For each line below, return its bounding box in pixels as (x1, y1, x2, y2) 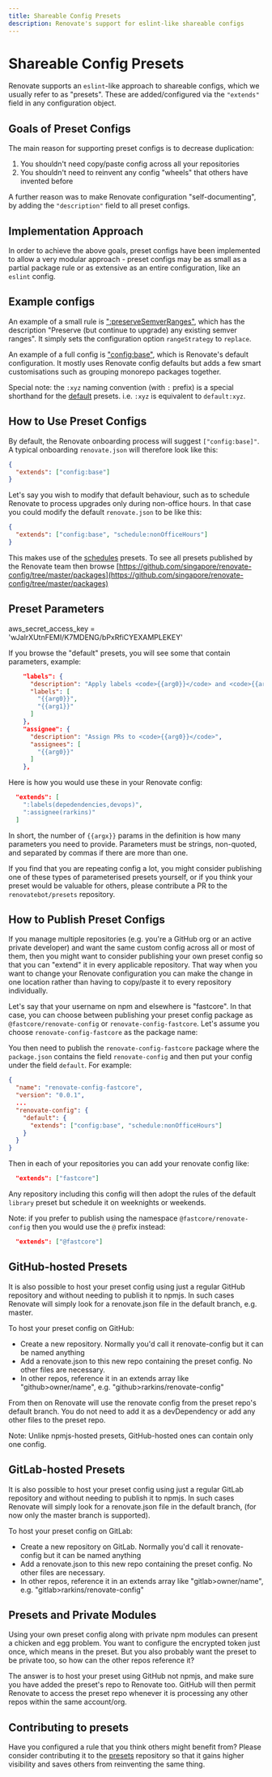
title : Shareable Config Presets (8, 11, 121, 20)
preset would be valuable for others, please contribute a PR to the (8, 881, 228, 891)
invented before (19, 176, 74, 187)
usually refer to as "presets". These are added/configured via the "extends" (8, 90, 260, 100)
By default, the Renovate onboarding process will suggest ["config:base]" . (8, 436, 260, 446)
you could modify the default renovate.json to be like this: (8, 508, 202, 517)
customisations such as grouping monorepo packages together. (8, 367, 222, 376)
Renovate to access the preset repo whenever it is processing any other (8, 1689, 249, 1698)
